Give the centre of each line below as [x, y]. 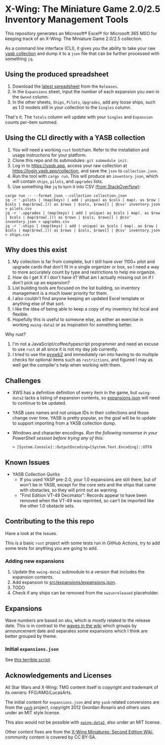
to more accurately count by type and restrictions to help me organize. [84, 272]
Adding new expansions [35, 561]
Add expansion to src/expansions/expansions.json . [64, 583]
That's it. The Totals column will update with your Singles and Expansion [79, 117]
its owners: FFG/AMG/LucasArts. [39, 692]
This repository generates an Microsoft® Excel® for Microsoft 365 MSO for [81, 33]
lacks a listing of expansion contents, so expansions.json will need [92, 398]
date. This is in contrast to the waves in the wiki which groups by [71, 626]
